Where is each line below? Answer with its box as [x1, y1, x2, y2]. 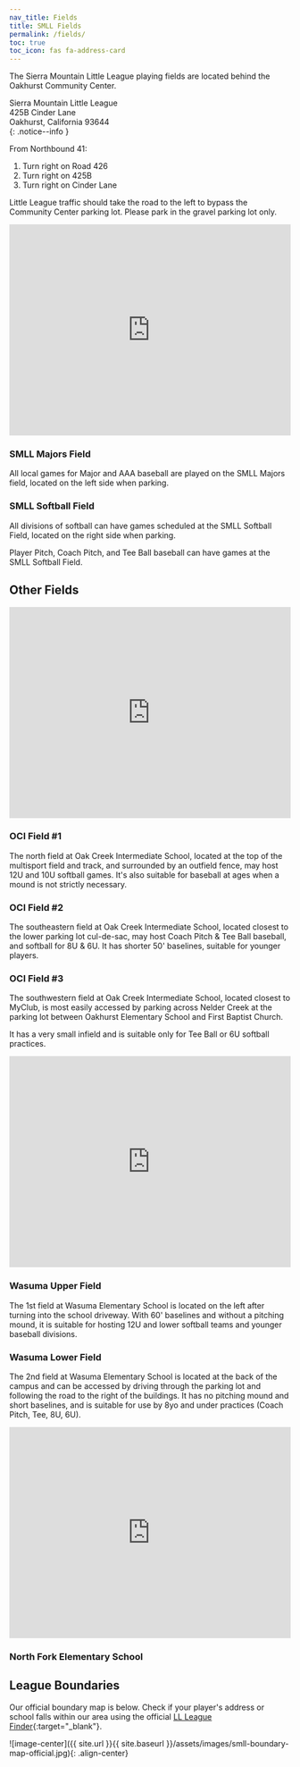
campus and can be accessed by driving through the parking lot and [9, 1381, 262, 1392]
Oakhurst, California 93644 [9, 117, 110, 128]
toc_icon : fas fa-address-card [9, 46, 126, 55]
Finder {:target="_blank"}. [9, 1721, 103, 1731]
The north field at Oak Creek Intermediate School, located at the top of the [9, 850, 283, 861]
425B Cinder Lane [9, 107, 77, 118]
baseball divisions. [9, 1328, 78, 1339]
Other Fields [9, 583, 79, 598]
